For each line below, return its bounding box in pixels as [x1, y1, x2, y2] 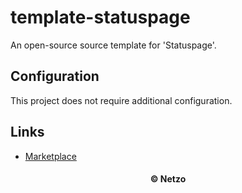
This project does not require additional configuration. [10, 94, 233, 106]
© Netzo [149, 173, 187, 185]
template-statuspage [10, 6, 191, 29]
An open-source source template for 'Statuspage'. [10, 39, 217, 51]
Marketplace [24, 150, 77, 162]
